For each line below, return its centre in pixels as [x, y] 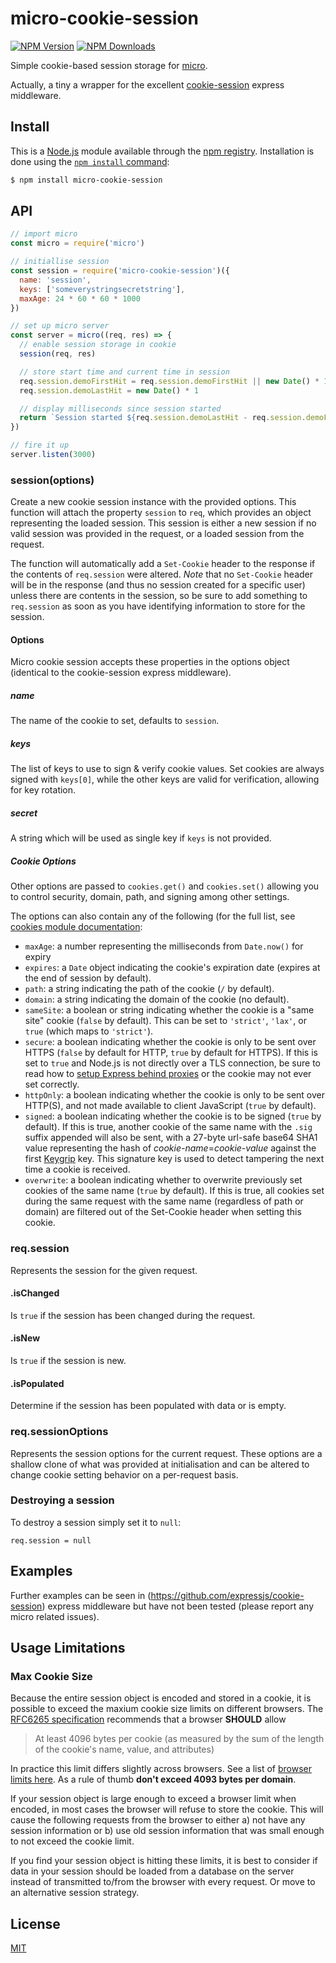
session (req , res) [58, 354]
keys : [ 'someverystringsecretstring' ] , [102, 289]
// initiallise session [60, 262]
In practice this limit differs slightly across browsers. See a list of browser [161, 1769]
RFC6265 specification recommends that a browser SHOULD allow [148, 1719]
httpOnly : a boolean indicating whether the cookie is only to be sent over [174, 1095]
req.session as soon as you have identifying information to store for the [158, 606]
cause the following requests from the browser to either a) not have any [158, 1820]
